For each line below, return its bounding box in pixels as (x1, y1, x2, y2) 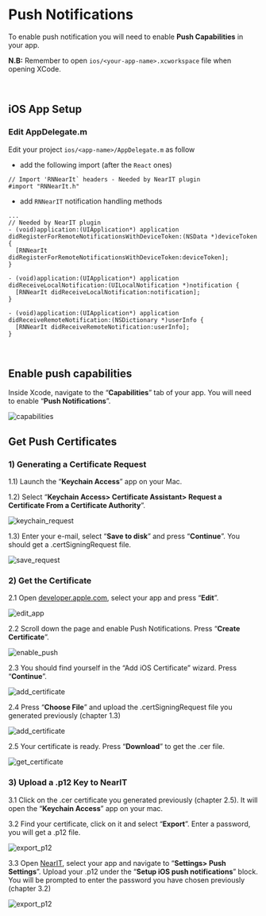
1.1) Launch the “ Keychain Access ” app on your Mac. (8, 477, 183, 487)
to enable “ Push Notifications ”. (8, 396, 111, 406)
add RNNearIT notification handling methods (19, 196, 163, 206)
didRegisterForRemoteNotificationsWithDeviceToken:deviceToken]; (8, 253, 229, 262)
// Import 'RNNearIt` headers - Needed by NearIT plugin (8, 175, 201, 184)
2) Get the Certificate (8, 575, 92, 586)
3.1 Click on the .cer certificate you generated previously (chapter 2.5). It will (8, 795, 258, 805)
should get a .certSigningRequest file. (8, 540, 132, 549)
